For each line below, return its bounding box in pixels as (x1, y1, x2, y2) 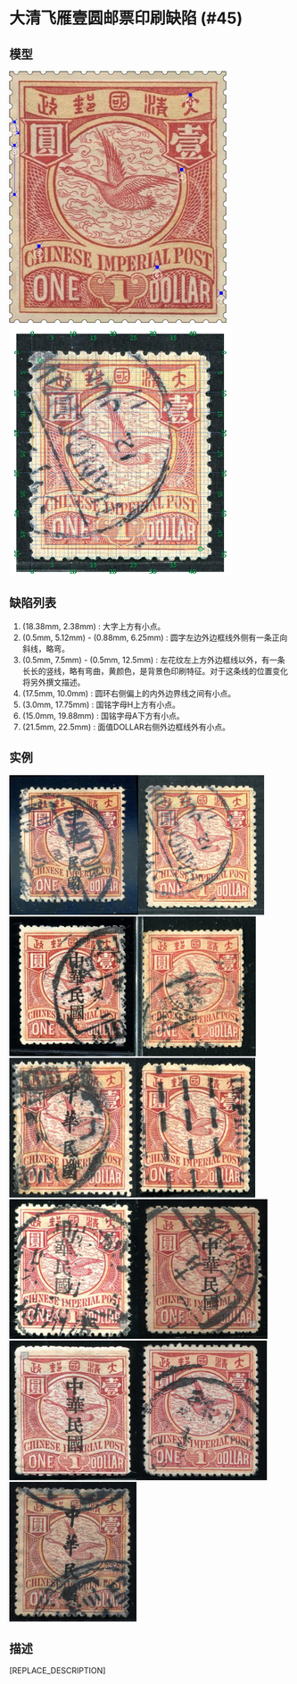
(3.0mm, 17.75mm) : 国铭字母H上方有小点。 (21, 699, 180, 710)
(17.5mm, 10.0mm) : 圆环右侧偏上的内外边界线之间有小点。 (21, 687, 236, 698)
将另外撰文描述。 (21, 677, 86, 687)
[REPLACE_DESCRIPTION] (9, 1665, 106, 1676)
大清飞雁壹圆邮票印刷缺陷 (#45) (9, 8, 243, 29)
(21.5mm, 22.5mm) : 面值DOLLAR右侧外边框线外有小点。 (21, 721, 230, 732)
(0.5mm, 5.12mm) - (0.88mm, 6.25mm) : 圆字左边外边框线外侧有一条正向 (21, 632, 288, 643)
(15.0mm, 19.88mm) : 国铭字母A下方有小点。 (21, 710, 185, 720)
